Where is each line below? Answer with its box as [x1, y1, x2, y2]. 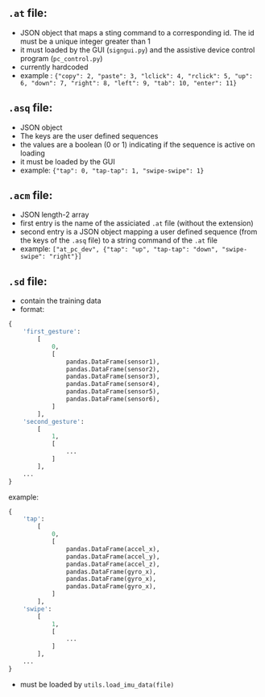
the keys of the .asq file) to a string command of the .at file [19, 235, 217, 245]
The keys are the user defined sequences [19, 131, 159, 140]
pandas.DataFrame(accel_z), [65, 560, 160, 568]
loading [19, 148, 46, 158]
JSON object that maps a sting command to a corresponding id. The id [19, 27, 255, 37]
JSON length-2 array [19, 210, 89, 220]
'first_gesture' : [23, 328, 81, 336]
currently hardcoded [19, 62, 89, 72]
